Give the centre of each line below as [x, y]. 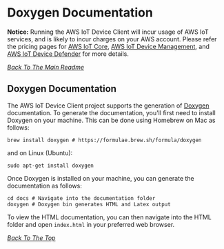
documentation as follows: [45, 186]
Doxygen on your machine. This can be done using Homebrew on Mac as [111, 120]
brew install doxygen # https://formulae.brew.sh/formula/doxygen [104, 140]
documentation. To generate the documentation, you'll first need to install [111, 112]
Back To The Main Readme [46, 67]
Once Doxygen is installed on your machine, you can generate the [101, 178]
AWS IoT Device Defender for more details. [68, 54]
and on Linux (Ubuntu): [40, 152]
